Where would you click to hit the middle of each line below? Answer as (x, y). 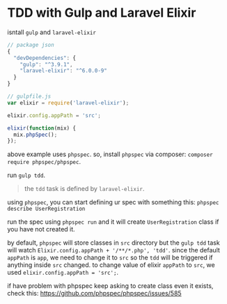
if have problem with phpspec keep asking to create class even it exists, (110, 286)
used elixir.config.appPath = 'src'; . (63, 273)
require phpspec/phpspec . (44, 162)
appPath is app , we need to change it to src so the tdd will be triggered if (110, 258)
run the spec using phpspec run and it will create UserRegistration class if (113, 222)
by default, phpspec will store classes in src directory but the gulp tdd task (114, 243)
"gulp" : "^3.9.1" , (46, 64)
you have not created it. (41, 229)
